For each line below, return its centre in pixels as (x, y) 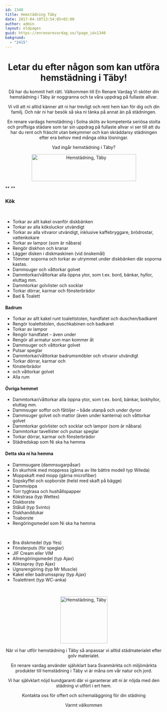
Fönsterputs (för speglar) (38, 547)
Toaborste (23, 517)
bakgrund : (15, 38)
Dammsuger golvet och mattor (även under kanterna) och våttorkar (82, 415)
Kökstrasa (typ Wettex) (36, 496)
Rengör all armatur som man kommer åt (53, 340)
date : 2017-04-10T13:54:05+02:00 (40, 19)
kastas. (20, 264)
